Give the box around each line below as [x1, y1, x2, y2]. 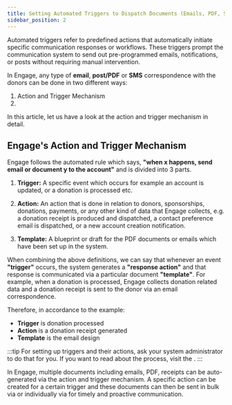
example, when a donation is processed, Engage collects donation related [7, 278, 217, 286]
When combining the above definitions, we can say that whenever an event [7, 256, 221, 264]
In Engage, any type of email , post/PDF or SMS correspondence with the [7, 70, 216, 79]
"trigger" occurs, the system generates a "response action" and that [7, 263, 206, 272]
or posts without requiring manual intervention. [7, 57, 140, 66]
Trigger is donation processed [17, 319, 104, 328]
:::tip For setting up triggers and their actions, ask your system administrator [7, 347, 223, 356]
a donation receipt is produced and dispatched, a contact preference [17, 214, 214, 223]
